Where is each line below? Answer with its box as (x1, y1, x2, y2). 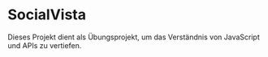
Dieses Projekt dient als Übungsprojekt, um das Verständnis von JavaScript (7, 32, 261, 42)
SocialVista (7, 6, 87, 24)
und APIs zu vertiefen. (7, 40, 82, 50)
